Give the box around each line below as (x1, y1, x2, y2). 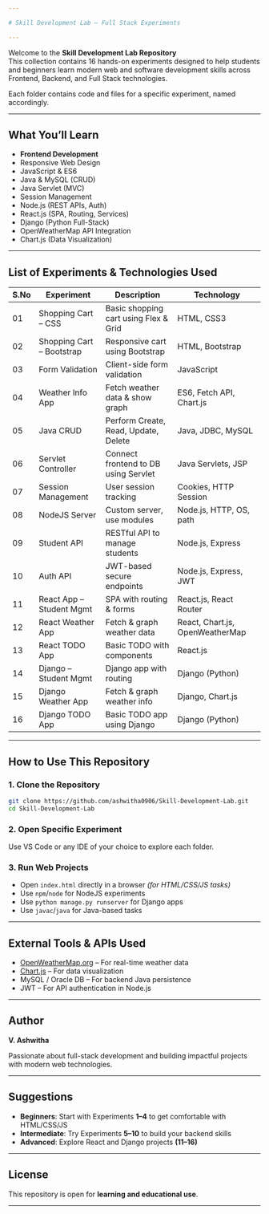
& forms (105, 603, 135, 615)
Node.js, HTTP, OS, (177, 505, 250, 516)
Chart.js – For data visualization (19, 966, 124, 976)
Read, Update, (105, 425, 159, 436)
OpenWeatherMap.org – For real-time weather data (19, 958, 189, 968)
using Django (105, 719, 155, 730)
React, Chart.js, (177, 617, 235, 628)
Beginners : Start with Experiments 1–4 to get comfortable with (19, 1111, 227, 1121)
